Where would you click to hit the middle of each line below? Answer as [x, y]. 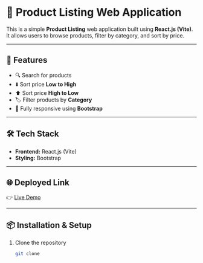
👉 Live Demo [24, 197]
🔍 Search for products [43, 75]
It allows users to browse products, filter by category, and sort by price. [95, 35]
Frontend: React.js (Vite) [46, 151]
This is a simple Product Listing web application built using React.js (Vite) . [100, 29]
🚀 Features [27, 60]
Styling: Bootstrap [38, 158]
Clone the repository [40, 243]
